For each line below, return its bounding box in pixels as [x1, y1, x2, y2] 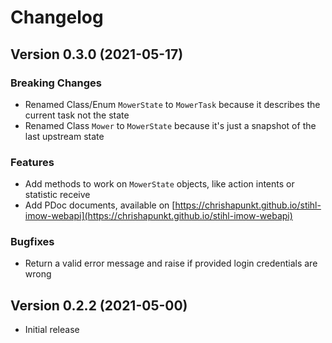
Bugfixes [10, 235, 55, 249]
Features [10, 155, 55, 169]
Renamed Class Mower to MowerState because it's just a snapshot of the [24, 119, 317, 131]
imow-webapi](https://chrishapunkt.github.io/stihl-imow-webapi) [24, 210, 293, 222]
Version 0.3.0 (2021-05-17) [10, 46, 184, 63]
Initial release [24, 324, 80, 336]
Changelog [10, 6, 104, 29]
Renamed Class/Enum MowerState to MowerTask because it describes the [24, 98, 321, 110]
